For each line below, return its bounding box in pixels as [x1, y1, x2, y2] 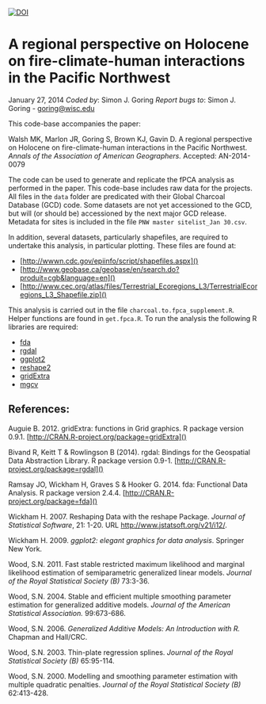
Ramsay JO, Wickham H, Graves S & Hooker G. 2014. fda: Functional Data [8, 480, 248, 489]
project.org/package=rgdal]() [8, 464, 104, 473]
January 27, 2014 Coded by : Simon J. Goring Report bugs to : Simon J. [8, 95, 236, 105]
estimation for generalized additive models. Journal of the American [8, 599, 231, 610]
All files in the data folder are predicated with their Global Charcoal [8, 191, 226, 201]
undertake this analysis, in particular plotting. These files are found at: [8, 240, 237, 250]
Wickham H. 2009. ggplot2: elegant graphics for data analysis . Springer [8, 535, 245, 545]
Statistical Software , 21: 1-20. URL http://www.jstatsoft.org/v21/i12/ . [8, 520, 227, 530]
